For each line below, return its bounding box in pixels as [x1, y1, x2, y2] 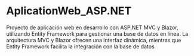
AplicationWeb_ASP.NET [6, 4, 132, 18]
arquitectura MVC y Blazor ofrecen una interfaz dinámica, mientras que [6, 36, 181, 43]
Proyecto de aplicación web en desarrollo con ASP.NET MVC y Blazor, [6, 24, 179, 31]
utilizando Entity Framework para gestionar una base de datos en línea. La [6, 30, 189, 37]
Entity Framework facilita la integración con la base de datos [6, 43, 155, 50]
